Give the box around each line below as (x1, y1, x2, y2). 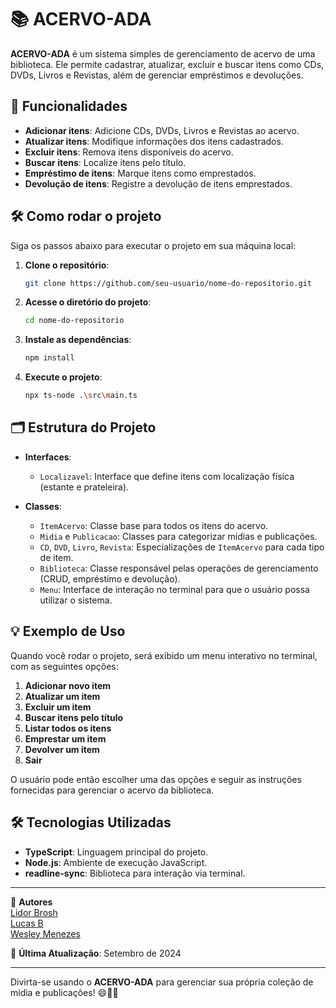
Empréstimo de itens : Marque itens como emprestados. (24, 167, 257, 179)
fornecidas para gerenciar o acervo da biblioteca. (10, 784, 215, 796)
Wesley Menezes (10, 927, 81, 940)
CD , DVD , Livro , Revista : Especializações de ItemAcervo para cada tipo (39, 541, 325, 553)
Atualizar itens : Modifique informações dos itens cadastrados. (24, 135, 284, 147)
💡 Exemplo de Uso (10, 623, 126, 640)
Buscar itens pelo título (24, 711, 124, 723)
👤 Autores (10, 896, 53, 908)
